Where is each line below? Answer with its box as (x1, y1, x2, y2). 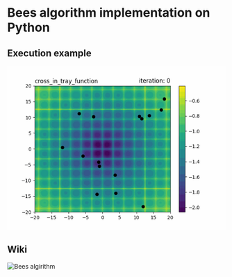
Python (7, 19, 50, 35)
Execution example (7, 47, 92, 59)
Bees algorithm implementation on (7, 5, 210, 21)
